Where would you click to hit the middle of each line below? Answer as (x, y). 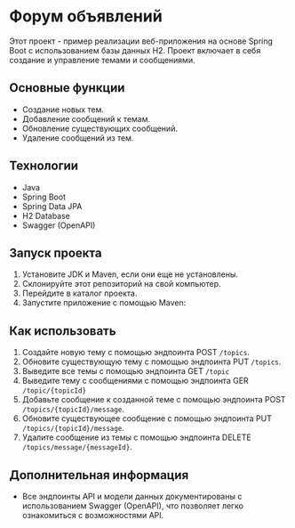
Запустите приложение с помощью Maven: (104, 303)
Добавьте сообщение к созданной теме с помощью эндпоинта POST (154, 400)
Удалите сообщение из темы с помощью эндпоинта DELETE (136, 437)
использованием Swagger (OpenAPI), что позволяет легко (133, 506)
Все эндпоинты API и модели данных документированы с (132, 496)
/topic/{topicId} (54, 391)
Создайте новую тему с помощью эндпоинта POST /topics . (136, 353)
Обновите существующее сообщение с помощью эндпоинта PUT (147, 418)
